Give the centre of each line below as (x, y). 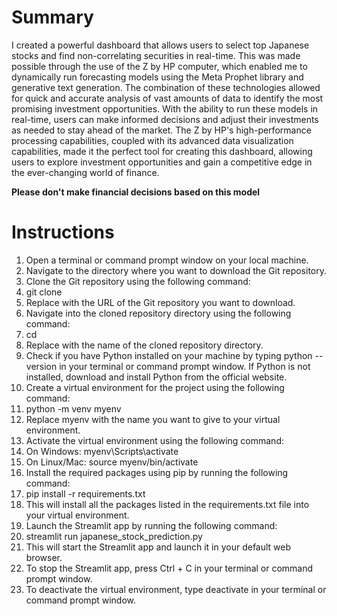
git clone (44, 292)
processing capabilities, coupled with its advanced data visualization (152, 140)
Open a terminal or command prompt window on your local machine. (167, 260)
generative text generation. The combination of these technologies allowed (166, 87)
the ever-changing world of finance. (85, 172)
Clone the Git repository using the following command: (138, 281)
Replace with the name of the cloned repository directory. (144, 345)
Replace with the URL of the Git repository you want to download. (160, 302)
